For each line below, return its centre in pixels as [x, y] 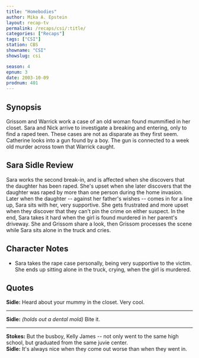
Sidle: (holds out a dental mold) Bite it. [53, 319]
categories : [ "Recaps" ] [36, 34]
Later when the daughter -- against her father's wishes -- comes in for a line [99, 198]
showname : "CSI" [26, 50]
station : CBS [22, 45]
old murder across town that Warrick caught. [61, 147]
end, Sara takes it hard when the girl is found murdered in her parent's [92, 217]
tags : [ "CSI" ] [24, 39]
